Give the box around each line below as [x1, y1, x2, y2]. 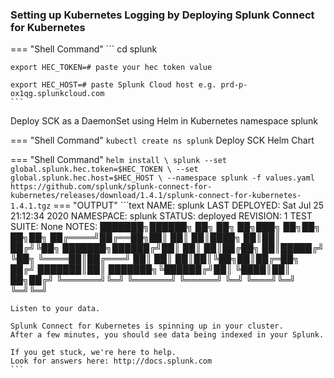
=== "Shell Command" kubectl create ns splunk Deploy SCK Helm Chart [10, 134, 315, 147]
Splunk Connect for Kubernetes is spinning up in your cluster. [10, 321, 284, 332]
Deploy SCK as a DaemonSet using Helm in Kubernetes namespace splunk [10, 115, 319, 127]
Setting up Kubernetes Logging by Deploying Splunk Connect [10, 8, 315, 22]
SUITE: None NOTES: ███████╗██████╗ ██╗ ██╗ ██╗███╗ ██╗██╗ [10, 221, 322, 233]
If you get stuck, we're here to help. [10, 348, 177, 358]
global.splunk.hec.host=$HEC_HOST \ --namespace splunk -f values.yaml [10, 173, 315, 183]
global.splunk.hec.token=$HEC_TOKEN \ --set [10, 164, 199, 175]
